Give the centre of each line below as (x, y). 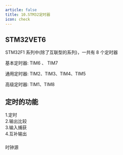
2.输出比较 (16, 121)
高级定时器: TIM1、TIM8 (30, 85)
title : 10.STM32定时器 (28, 15)
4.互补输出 (16, 134)
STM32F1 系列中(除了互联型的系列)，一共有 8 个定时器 (61, 52)
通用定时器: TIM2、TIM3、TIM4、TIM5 (46, 74)
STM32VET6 (26, 40)
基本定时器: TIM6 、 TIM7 (32, 63)
